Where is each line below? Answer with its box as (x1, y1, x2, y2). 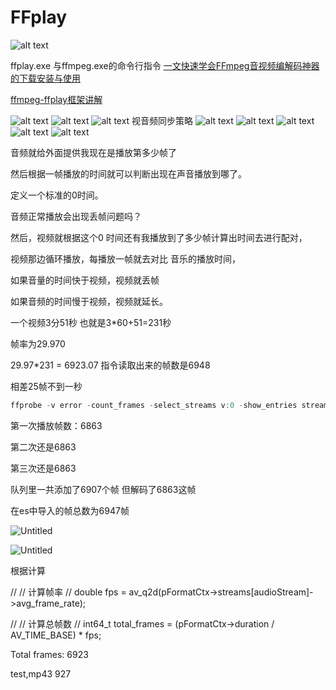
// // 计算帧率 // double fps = (10, 586, 127, 598)
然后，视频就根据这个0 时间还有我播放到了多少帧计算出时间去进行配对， (10, 231, 308, 243)
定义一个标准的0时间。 (10, 189, 104, 201)
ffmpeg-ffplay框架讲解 (10, 93, 103, 105)
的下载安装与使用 (10, 72, 81, 84)
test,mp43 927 (10, 667, 72, 680)
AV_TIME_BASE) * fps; (10, 629, 102, 641)
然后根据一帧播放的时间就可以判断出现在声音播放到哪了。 (10, 167, 247, 180)
